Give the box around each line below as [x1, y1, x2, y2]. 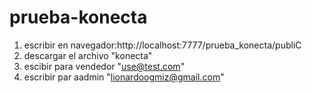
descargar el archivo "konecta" [23, 49, 153, 61]
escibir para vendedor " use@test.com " [23, 60, 186, 72]
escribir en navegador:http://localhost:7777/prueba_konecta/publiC [23, 39, 302, 51]
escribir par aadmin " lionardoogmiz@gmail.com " [23, 71, 225, 83]
